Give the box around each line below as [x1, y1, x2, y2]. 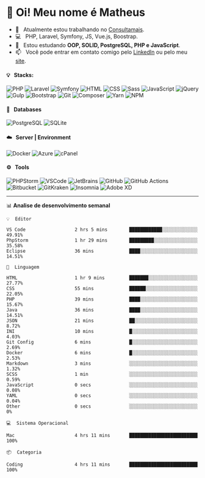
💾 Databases [6, 105, 41, 113]
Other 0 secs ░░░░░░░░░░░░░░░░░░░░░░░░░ [6, 403, 198, 409]
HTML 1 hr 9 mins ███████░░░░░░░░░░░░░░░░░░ [6, 275, 198, 281]
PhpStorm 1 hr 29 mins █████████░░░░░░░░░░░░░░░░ [6, 237, 198, 244]
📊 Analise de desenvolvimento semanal [6, 201, 110, 209]
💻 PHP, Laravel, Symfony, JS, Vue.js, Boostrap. [15, 32, 138, 40]
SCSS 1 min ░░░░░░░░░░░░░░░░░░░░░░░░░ [6, 371, 198, 377]
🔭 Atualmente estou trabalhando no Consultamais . [15, 26, 145, 33]
